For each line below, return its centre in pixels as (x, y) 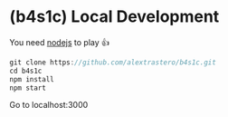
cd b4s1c (26, 71)
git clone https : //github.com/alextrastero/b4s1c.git (113, 62)
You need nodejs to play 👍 (60, 42)
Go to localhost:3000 (49, 105)
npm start (28, 88)
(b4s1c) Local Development (114, 17)
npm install (32, 79)
